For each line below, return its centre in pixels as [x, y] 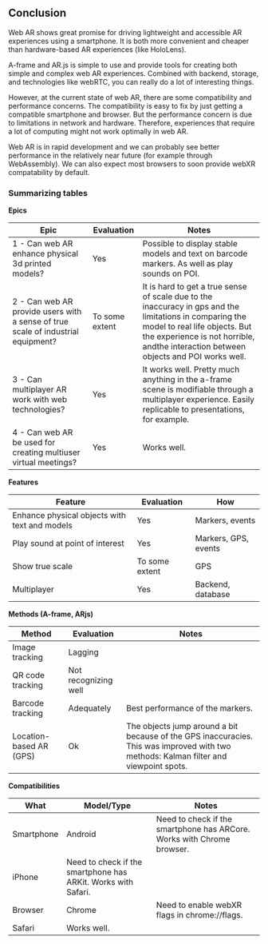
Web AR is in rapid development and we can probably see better [114, 146]
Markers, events [225, 520]
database [213, 595]
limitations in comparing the [195, 317]
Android [81, 834]
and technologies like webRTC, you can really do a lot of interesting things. [131, 82]
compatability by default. [49, 172]
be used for [34, 443]
